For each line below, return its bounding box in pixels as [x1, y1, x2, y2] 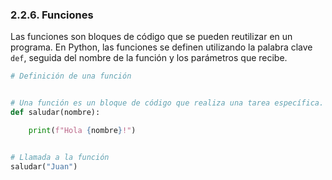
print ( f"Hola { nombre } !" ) [28, 125, 137, 135]
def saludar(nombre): [10, 108, 101, 118]
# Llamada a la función [10, 152, 110, 162]
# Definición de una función [10, 71, 132, 82]
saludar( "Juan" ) [10, 161, 78, 172]
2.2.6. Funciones [10, 8, 94, 22]
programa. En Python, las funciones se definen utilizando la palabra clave [10, 41, 313, 53]
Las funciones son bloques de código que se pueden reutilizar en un [10, 31, 293, 43]
